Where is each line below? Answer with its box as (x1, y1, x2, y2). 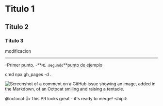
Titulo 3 (5, 37, 24, 44)
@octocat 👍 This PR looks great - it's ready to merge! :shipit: (5, 95, 128, 101)
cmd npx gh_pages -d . (5, 71, 52, 77)
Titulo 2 (5, 23, 29, 31)
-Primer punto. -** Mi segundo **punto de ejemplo (5, 62, 103, 68)
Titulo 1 (5, 3, 35, 15)
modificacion (5, 48, 32, 54)
